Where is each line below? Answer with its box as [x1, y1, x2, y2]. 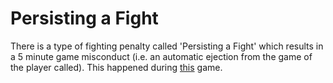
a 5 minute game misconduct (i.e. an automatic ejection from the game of [10, 50, 313, 62]
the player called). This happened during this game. [10, 61, 223, 73]
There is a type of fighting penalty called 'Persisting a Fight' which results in [10, 40, 324, 52]
